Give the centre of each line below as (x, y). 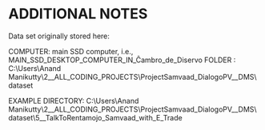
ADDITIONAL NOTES (78, 14)
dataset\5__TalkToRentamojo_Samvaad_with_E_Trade (95, 117)
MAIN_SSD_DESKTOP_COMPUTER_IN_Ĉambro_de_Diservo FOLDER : (122, 60)
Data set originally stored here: (59, 36)
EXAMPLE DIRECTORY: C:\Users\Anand (74, 100)
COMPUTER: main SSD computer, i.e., (71, 51)
